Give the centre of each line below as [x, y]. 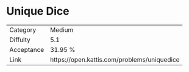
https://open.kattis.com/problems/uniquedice [115, 59]
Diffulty [20, 40]
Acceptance [27, 49]
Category [23, 30]
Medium [62, 30]
